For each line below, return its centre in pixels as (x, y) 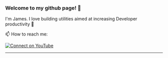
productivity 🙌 (19, 24)
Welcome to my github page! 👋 (43, 8)
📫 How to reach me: (26, 34)
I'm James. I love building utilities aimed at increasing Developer (71, 19)
